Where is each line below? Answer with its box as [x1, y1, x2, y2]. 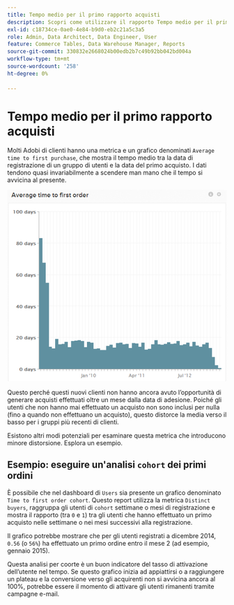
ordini [7, 470, 33, 481]
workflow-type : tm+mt [7, 56, 70, 63]
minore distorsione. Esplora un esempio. [7, 438, 123, 447]
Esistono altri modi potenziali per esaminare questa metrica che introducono [7, 431, 226, 440]
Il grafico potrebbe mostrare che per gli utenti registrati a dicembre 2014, [7, 531, 217, 540]
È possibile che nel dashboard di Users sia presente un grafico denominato [7, 488, 221, 497]
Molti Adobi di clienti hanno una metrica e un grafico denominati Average [7, 147, 214, 155]
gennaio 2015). [7, 546, 50, 555]
